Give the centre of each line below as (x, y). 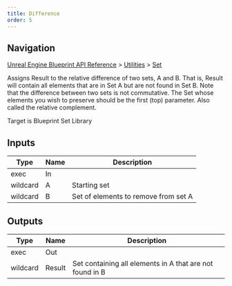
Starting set (91, 186)
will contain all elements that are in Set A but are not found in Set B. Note (110, 86)
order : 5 (20, 20)
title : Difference (33, 14)
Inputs (21, 143)
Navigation (31, 48)
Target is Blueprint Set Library (50, 121)
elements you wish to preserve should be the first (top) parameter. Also (109, 100)
